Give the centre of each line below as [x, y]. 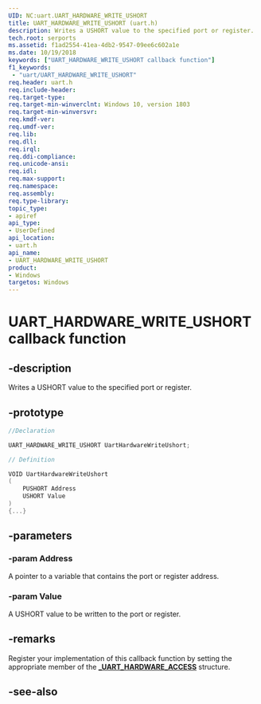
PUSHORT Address [50, 489]
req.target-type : [37, 97]
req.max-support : [37, 179]
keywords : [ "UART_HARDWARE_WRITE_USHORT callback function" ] [112, 61]
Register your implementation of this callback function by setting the [120, 658]
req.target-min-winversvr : [53, 112]
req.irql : [25, 149]
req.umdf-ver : [32, 127]
